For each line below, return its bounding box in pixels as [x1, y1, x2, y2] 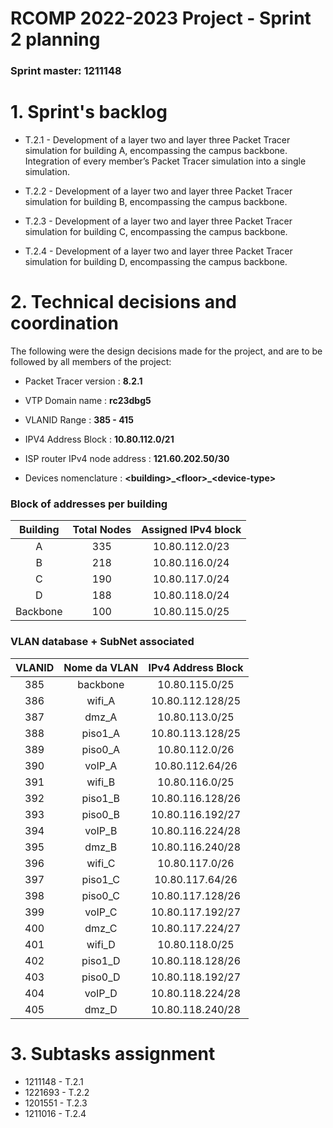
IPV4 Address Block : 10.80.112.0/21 [24, 433, 175, 445]
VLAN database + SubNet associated [10, 635, 195, 649]
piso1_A [81, 726, 121, 740]
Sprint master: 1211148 [10, 64, 122, 78]
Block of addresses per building [10, 497, 168, 511]
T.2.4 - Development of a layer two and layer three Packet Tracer [24, 245, 293, 257]
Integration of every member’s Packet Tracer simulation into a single [24, 155, 307, 167]
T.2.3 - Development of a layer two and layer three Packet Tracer [24, 215, 293, 227]
